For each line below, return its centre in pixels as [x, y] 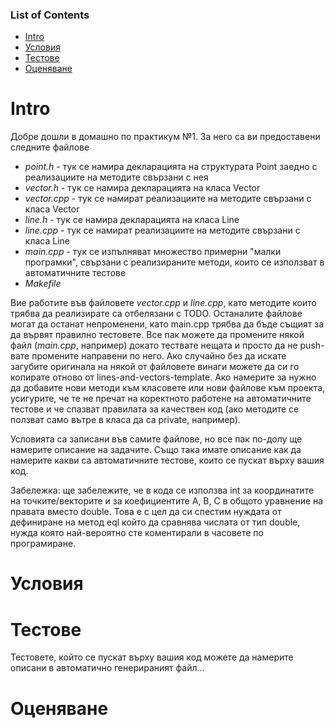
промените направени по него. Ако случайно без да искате [159, 356]
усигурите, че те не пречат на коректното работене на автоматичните [161, 399]
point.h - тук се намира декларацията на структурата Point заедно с [171, 167]
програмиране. [43, 544]
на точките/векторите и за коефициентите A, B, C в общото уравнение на [167, 501]
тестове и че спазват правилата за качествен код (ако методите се [155, 409]
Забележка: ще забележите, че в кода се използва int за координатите [162, 490]
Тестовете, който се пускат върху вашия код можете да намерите [152, 657]
